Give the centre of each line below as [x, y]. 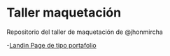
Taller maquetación [64, 13]
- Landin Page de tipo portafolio [52, 45]
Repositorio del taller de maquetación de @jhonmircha [85, 32]
